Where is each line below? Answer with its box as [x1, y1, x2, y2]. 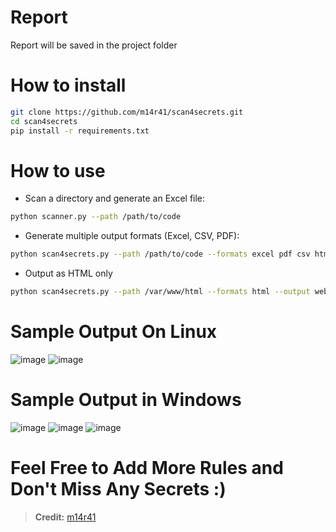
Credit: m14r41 [34, 511, 97, 523]
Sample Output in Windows [10, 389, 242, 411]
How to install [10, 74, 127, 97]
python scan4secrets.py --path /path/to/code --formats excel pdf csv [10, 249, 311, 260]
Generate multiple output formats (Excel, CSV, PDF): [24, 230, 240, 242]
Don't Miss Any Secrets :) [10, 478, 227, 501]
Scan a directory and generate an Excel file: [24, 192, 206, 205]
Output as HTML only [24, 267, 113, 280]
